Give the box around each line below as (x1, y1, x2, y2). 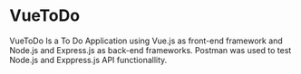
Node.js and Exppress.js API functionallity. (9, 54, 168, 65)
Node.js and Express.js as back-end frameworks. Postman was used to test (9, 44, 292, 55)
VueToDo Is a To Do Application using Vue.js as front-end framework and (9, 35, 283, 46)
